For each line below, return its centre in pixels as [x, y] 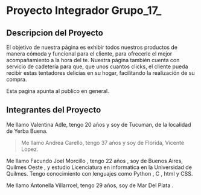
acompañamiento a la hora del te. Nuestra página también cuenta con [93, 60]
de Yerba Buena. [27, 131]
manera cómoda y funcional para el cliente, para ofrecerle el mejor [89, 54]
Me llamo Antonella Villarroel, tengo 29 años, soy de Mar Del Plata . [90, 185]
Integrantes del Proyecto [54, 110]
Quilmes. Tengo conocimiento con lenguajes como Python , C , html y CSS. [100, 173]
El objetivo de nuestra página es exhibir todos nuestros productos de [92, 47]
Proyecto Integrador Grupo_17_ [84, 11]
